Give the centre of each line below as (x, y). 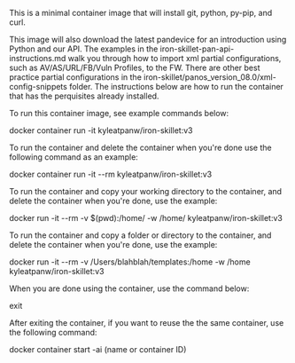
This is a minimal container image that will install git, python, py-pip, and (141, 13)
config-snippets (39, 87)
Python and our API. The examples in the (84, 49)
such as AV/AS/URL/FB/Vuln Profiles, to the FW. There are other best (135, 67)
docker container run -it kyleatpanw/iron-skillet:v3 (101, 130)
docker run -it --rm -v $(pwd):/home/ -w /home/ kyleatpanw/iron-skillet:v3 (146, 218)
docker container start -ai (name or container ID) (98, 349)
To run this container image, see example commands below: (119, 113)
